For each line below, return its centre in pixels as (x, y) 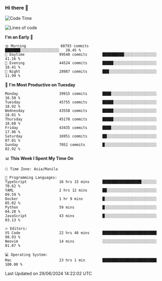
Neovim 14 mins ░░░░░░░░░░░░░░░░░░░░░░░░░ (81, 242)
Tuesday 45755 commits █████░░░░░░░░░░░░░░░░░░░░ (81, 102)
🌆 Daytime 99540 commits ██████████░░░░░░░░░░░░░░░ (81, 55)
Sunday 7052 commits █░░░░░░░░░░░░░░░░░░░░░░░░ (81, 145)
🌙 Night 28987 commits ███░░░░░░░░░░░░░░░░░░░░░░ (81, 72)
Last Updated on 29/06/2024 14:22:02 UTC (48, 274)
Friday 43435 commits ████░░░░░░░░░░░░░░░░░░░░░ (81, 128)
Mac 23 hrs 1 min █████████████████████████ (81, 260)
